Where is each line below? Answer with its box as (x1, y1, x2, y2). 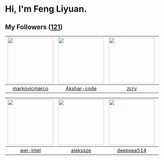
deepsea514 (117, 147, 147, 154)
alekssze (71, 147, 91, 154)
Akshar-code (65, 85, 97, 92)
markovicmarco (12, 85, 49, 92)
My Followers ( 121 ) (5, 23, 63, 31)
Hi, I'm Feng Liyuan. (5, 3, 87, 15)
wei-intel (20, 147, 41, 154)
